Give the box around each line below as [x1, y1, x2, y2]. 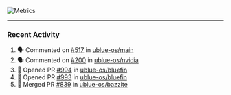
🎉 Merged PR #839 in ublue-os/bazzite [16, 81, 129, 89]
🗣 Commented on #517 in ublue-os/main [16, 46, 134, 54]
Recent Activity [7, 29, 60, 39]
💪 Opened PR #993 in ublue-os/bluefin [16, 73, 127, 81]
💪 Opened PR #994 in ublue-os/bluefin [16, 66, 128, 74]
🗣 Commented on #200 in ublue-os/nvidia [16, 56, 139, 64]
